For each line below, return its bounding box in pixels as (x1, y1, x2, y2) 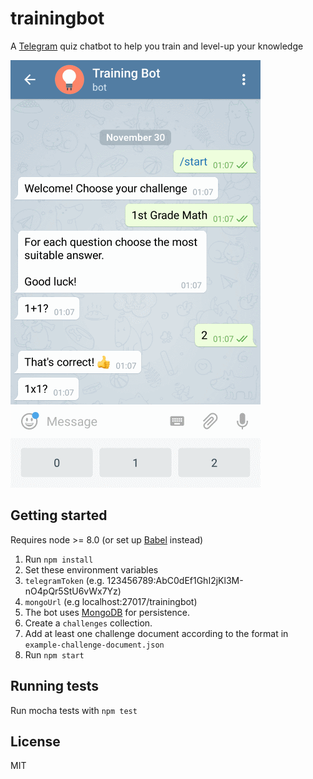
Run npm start (24, 648, 85, 661)
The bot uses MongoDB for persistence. (24, 606, 190, 618)
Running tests (10, 678, 100, 695)
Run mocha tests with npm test (10, 704, 138, 716)
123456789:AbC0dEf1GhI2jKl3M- (106, 574, 244, 586)
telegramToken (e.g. (24, 574, 105, 586)
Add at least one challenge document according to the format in (24, 627, 289, 639)
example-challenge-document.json (24, 640, 165, 650)
